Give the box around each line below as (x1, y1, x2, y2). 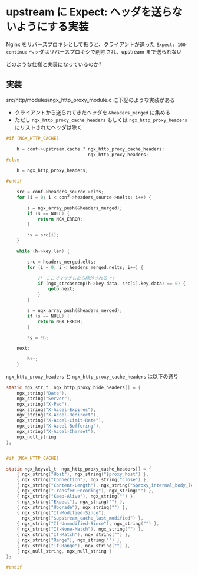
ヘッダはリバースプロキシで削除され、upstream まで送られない (28, 48, 182, 55)
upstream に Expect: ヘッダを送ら (6, 5, 173, 19)
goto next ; (48, 286, 75, 292)
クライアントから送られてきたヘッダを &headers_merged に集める (14, 109, 171, 116)
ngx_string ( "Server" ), (16, 396, 72, 402)
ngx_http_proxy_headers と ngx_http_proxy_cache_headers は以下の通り (6, 373, 179, 380)
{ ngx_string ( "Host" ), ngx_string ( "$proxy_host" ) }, (16, 471, 149, 478)
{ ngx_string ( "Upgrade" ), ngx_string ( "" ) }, (16, 504, 128, 510)
